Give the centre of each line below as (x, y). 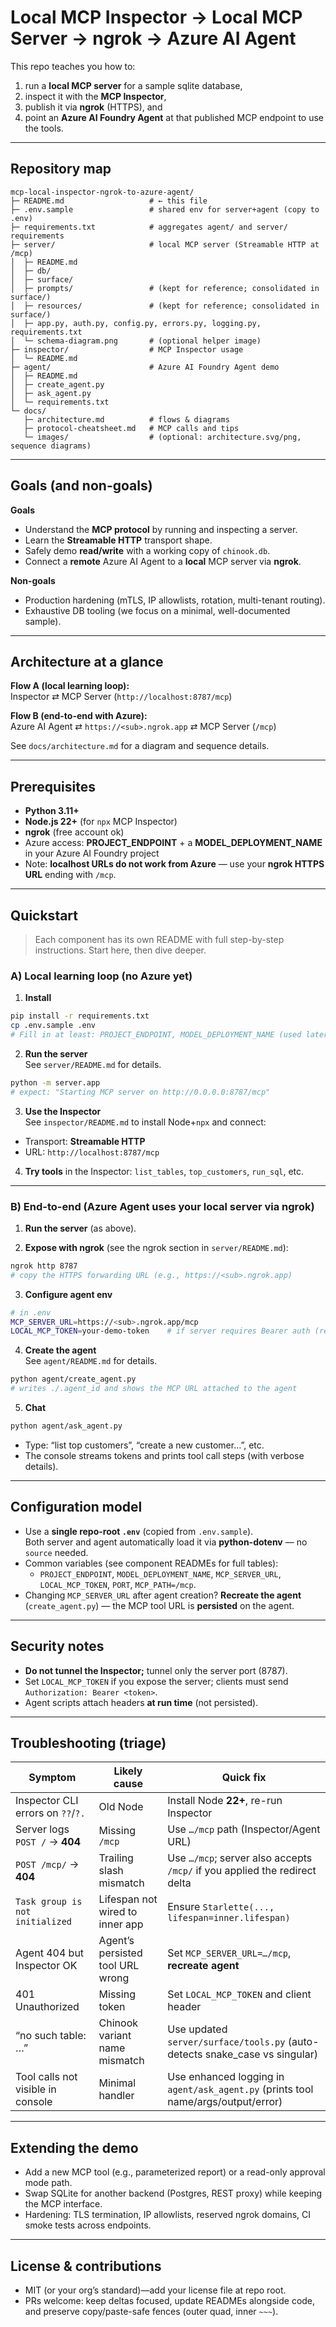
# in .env (31, 1312)
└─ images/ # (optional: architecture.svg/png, (162, 437)
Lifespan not (128, 1899)
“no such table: (51, 2036)
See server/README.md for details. (93, 1064)
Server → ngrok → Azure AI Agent (153, 38)
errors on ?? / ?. (50, 1813)
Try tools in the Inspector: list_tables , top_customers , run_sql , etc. (164, 1171)
